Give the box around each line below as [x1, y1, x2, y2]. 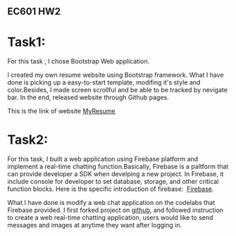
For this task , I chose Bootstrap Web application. [7, 57, 150, 66]
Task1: [7, 34, 46, 50]
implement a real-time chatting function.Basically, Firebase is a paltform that [7, 162, 229, 171]
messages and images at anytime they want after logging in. [7, 221, 182, 230]
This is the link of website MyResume [7, 107, 116, 116]
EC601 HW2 [7, 6, 61, 18]
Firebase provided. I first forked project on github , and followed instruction [7, 206, 224, 214]
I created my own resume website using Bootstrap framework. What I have [7, 70, 224, 80]
